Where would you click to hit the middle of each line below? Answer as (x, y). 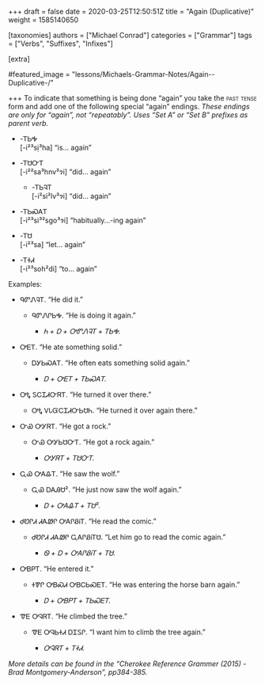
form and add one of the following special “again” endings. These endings (129, 107)
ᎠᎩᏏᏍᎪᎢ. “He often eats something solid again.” (110, 363)
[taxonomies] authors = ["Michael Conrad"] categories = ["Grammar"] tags (130, 35)
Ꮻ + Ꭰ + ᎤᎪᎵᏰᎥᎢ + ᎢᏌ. (79, 553)
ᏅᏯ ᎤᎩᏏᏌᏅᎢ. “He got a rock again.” (93, 442)
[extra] (19, 59)
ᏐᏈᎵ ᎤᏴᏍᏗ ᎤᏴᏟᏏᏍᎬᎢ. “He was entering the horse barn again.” (136, 584)
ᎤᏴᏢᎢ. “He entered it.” (57, 569)
